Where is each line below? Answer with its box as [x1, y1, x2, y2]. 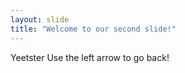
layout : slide [10, 14, 70, 25]
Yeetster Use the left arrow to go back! [10, 51, 170, 63]
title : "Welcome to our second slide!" [10, 24, 177, 34]
